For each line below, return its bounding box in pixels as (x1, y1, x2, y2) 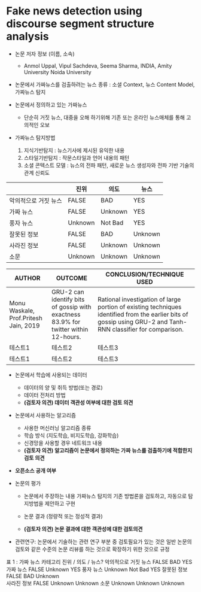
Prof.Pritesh (9, 314, 43, 322)
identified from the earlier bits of (98, 310, 188, 318)
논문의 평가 (14, 479, 41, 487)
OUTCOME (56, 274, 88, 282)
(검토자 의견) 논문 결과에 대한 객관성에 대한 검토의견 (23, 525, 143, 532)
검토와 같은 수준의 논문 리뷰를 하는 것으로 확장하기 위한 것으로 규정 (14, 545, 170, 552)
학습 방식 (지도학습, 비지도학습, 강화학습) (23, 432, 119, 439)
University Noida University (23, 68, 92, 75)
